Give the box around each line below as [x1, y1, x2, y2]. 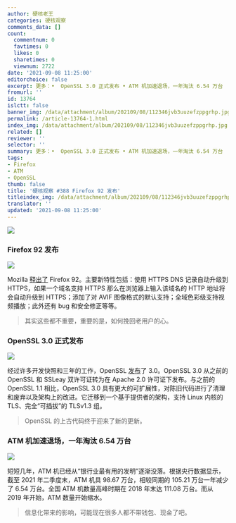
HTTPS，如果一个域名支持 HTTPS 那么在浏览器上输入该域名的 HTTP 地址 [7, 284, 219, 293]
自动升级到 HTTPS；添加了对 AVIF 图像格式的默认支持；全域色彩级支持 [13, 293, 219, 302]
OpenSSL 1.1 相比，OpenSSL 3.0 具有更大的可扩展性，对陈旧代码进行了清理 [7, 384, 225, 393]
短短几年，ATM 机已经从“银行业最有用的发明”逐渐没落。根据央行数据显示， [7, 467, 225, 475]
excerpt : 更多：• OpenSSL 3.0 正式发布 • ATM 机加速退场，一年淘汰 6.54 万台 [7, 82, 223, 90]
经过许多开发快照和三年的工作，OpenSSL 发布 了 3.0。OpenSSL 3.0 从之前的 [7, 367, 228, 375]
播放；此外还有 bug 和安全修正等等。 [13, 302, 121, 310]
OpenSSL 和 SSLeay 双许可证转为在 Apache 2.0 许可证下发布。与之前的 [7, 375, 216, 384]
